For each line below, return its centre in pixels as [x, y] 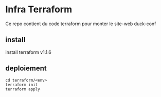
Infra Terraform [39, 9]
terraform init [22, 85]
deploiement [26, 69]
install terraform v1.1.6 [28, 52]
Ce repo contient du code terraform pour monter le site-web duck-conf [81, 24]
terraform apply [23, 89]
